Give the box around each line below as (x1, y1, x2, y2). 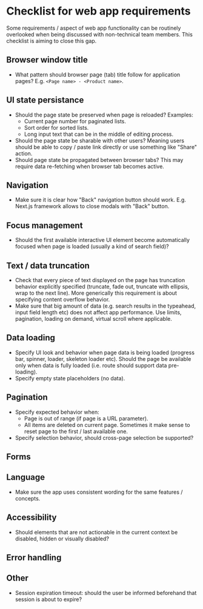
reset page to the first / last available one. (24, 428, 128, 435)
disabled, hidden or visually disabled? (15, 535, 109, 542)
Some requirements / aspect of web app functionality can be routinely (6, 24, 181, 32)
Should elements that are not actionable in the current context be (15, 528, 178, 536)
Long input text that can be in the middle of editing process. (24, 130, 174, 138)
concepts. (15, 494, 41, 502)
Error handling (6, 553, 62, 563)
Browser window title (6, 55, 88, 65)
